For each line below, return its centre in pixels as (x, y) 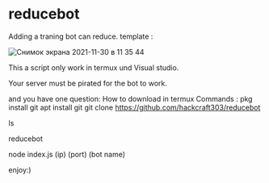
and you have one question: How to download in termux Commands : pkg (130, 98)
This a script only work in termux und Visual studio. (94, 67)
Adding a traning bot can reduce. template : (81, 36)
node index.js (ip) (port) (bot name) (67, 154)
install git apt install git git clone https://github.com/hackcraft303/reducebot (134, 107)
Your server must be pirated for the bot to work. (88, 83)
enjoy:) (20, 169)
